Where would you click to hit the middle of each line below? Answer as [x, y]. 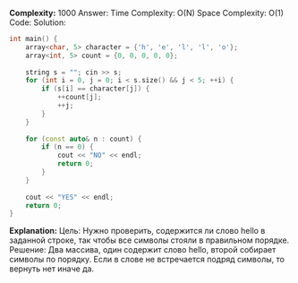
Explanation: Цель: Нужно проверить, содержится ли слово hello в [137, 231]
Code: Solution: [38, 22]
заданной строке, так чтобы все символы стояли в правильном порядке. [149, 240]
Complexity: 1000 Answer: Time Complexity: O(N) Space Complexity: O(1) [147, 13]
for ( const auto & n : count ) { [84, 139]
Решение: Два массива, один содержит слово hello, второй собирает [143, 250]
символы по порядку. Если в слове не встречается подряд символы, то [147, 260]
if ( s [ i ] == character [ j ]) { [96, 89]
